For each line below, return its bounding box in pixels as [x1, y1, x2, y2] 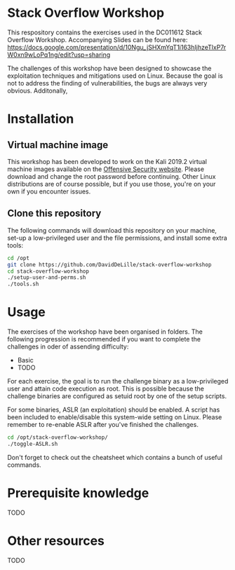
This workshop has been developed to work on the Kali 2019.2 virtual [7, 157, 207, 165]
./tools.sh [7, 280, 39, 288]
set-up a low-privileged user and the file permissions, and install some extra [7, 233, 228, 242]
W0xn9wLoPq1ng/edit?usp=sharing [7, 50, 111, 59]
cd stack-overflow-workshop [7, 268, 90, 275]
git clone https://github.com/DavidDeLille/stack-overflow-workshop [7, 261, 212, 268]
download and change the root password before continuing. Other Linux [7, 172, 216, 180]
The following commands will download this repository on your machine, [7, 226, 217, 234]
